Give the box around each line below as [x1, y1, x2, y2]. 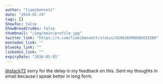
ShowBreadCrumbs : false [5, 26, 55, 31]
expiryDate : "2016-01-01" [5, 54, 59, 59]
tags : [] [5, 17, 24, 22]
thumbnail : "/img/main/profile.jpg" [5, 31, 82, 36]
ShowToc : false [5, 21, 37, 27]
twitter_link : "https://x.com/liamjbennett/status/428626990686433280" [5, 36, 158, 41]
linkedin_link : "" [5, 49, 44, 54]
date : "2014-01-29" [5, 12, 46, 17]
